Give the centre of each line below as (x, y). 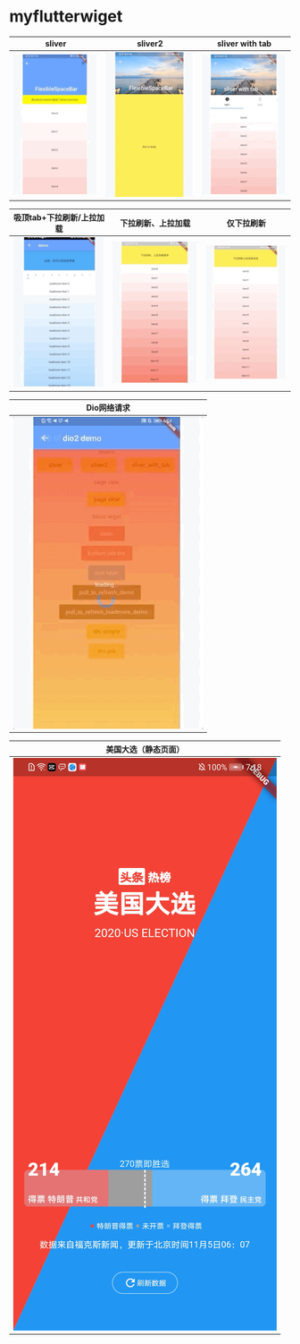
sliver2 (150, 44)
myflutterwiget (66, 17)
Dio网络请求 (108, 408)
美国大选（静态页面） (145, 749)
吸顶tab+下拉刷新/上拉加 (59, 217)
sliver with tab (245, 44)
